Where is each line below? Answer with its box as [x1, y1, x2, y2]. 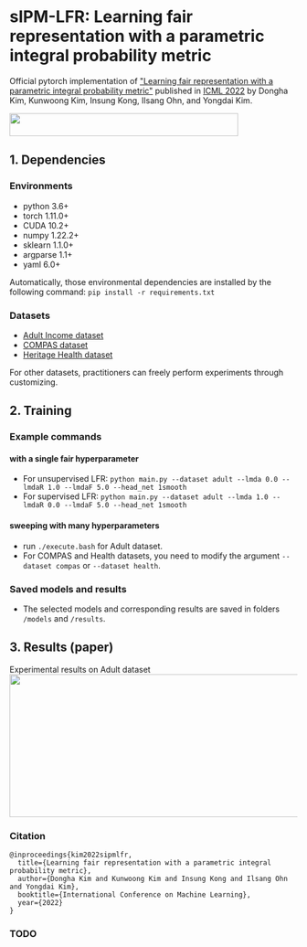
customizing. [9, 377, 58, 388]
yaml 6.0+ [22, 259, 61, 270]
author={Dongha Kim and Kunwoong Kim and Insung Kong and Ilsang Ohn [17, 875, 288, 884]
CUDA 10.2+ [22, 219, 69, 230]
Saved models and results [9, 582, 127, 595]
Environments [9, 180, 73, 193]
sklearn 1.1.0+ [22, 239, 75, 250]
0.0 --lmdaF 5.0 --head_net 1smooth [47, 501, 187, 510]
